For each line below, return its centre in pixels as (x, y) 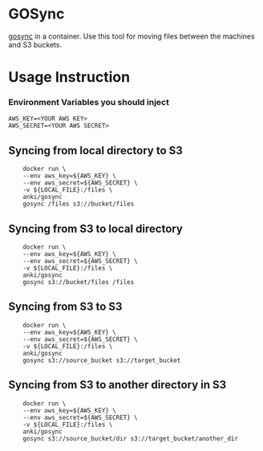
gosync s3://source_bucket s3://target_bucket (102, 360)
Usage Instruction (69, 77)
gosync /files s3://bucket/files (79, 204)
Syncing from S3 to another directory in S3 (117, 385)
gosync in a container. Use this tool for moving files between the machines (131, 36)
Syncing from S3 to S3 (65, 307)
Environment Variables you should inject (89, 103)
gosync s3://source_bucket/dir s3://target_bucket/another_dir (131, 438)
